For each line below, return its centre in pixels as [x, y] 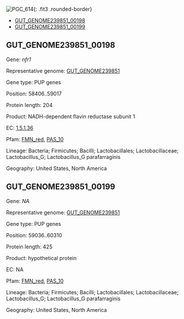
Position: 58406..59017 [34, 94]
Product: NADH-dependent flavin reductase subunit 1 [71, 116]
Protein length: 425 [29, 247]
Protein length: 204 [29, 105]
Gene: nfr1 [19, 59]
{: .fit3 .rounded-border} [63, 9]
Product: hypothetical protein [41, 258]
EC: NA [15, 269]
